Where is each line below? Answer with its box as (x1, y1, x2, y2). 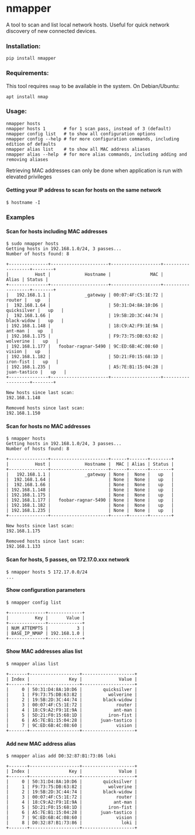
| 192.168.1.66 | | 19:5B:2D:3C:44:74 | (6, 313, 164, 319)
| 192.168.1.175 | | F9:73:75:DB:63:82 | (6, 334, 164, 339)
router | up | (6, 297, 51, 304)
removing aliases (6, 156, 49, 163)
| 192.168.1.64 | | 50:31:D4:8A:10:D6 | (6, 302, 164, 308)
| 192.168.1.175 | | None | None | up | (6, 492, 175, 498)
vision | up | (6, 349, 51, 355)
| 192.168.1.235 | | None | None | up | (6, 507, 175, 514)
